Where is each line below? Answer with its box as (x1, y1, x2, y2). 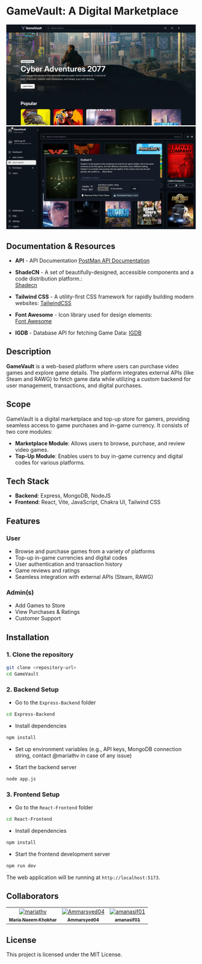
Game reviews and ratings (14, 567, 80, 574)
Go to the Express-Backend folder (14, 699, 96, 706)
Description (6, 347, 51, 357)
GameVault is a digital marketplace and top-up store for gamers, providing (6, 415, 190, 422)
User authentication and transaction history (14, 561, 123, 568)
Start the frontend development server (14, 850, 111, 857)
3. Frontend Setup (6, 790, 60, 799)
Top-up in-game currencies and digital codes (14, 554, 127, 561)
